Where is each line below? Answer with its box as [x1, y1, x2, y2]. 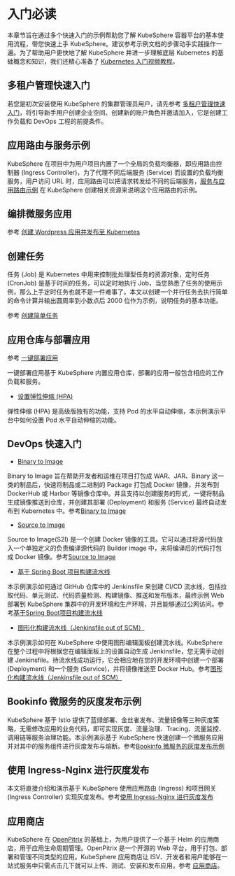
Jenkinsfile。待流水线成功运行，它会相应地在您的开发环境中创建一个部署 [15, 656, 225, 664]
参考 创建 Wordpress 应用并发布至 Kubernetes [7, 228, 141, 236]
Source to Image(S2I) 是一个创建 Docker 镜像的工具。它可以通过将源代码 [7, 535, 217, 543]
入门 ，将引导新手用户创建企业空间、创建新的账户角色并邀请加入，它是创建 [7, 108, 222, 116]
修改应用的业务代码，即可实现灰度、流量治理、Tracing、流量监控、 [31, 724, 225, 733]
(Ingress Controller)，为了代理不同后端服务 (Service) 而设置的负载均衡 [20, 168, 224, 176]
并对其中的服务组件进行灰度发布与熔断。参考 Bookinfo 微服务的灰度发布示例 [7, 742, 225, 750]
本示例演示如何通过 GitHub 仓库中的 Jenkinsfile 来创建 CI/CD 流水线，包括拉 [7, 582, 227, 591]
